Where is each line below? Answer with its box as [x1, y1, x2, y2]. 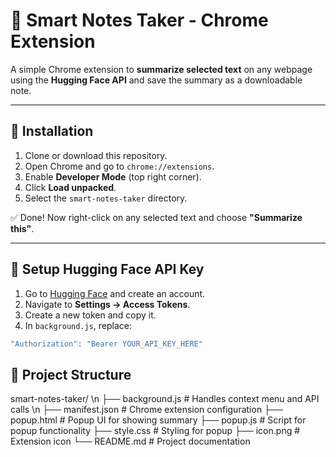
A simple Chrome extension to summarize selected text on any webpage [10, 63, 313, 75]
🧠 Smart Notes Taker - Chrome [10, 9, 269, 32]
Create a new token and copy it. [24, 309, 157, 321]
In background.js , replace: [24, 319, 133, 331]
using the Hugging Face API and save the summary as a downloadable [10, 74, 303, 86]
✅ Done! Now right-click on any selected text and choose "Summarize [10, 211, 303, 223]
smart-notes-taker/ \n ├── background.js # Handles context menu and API [10, 393, 320, 405]
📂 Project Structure [10, 366, 132, 383]
